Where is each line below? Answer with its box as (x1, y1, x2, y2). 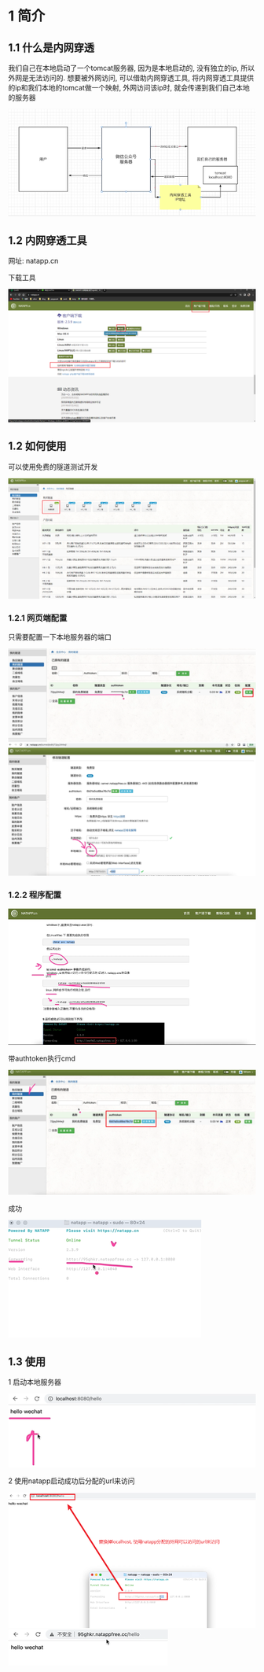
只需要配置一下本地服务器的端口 (8, 632, 112, 641)
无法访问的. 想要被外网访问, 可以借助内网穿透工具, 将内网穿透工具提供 (28, 73, 254, 83)
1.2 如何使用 (8, 440, 67, 453)
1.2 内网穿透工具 (8, 234, 88, 247)
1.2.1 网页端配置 (8, 613, 68, 624)
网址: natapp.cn (8, 257, 59, 266)
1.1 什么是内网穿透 (8, 41, 95, 54)
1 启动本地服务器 (8, 1378, 61, 1387)
